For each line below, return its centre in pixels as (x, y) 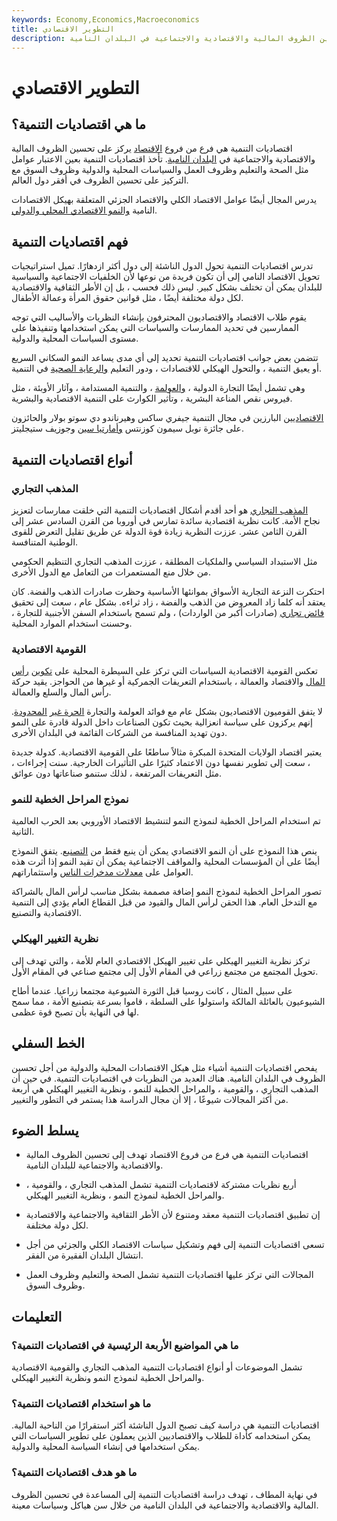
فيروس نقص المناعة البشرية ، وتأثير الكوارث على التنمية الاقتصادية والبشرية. (152, 398)
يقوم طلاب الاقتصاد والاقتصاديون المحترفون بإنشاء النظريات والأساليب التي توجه (159, 317)
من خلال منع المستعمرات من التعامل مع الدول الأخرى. (111, 572)
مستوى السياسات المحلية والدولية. (75, 338)
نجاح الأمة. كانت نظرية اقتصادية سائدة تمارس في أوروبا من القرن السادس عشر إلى (166, 520)
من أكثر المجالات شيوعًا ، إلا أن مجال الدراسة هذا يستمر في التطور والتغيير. (150, 1099)
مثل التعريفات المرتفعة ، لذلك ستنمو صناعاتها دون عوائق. (117, 773)
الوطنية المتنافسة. (45, 542)
